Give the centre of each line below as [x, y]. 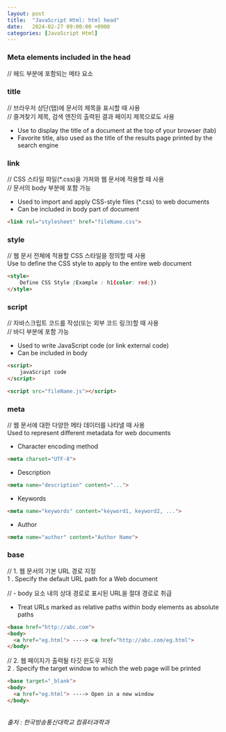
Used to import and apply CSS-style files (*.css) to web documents [113, 202]
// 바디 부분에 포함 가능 [38, 332]
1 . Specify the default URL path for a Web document [82, 578]
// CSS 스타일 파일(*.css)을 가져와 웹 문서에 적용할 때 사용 [86, 179]
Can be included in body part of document [78, 209]
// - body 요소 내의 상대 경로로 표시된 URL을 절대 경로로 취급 [90, 593]
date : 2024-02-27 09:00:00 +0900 [59, 26]
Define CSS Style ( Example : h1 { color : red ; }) [88, 283]
